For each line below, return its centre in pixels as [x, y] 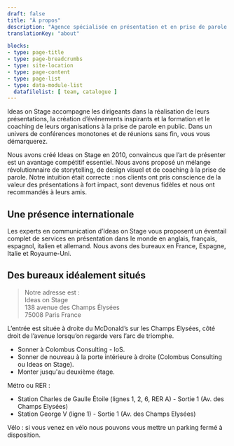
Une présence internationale [71, 214]
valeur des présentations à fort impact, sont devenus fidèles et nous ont [111, 185]
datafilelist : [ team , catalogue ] [66, 92]
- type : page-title [36, 53]
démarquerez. [27, 142]
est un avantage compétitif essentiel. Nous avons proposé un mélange [109, 163]
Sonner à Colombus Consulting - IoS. [71, 349]
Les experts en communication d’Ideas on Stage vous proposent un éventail [117, 231]
